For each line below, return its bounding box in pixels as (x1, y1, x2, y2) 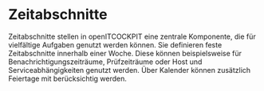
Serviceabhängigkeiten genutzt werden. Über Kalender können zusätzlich (8, 65, 251, 74)
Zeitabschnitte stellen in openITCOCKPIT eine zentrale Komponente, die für (8, 32, 257, 41)
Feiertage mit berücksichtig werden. (8, 74, 128, 83)
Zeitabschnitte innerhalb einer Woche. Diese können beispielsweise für (8, 48, 242, 58)
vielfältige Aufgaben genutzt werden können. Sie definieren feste (8, 40, 223, 49)
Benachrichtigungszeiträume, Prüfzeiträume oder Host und (8, 57, 203, 66)
